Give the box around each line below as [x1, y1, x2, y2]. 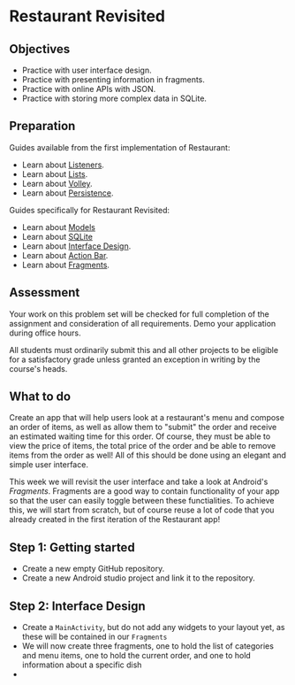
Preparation [9, 119, 76, 134]
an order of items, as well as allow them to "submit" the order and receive [9, 422, 277, 433]
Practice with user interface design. [21, 65, 152, 75]
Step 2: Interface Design [9, 598, 146, 613]
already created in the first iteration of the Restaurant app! [9, 514, 221, 525]
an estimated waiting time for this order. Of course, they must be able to [9, 431, 271, 442]
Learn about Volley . [21, 178, 93, 189]
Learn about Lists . [21, 168, 88, 179]
